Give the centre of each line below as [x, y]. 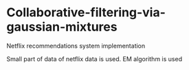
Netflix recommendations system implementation [76, 46]
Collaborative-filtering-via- [86, 13]
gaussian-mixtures [62, 27]
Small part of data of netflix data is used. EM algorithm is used [94, 58]
